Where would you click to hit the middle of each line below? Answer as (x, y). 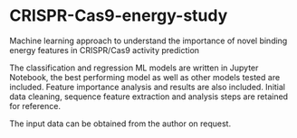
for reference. (35, 106)
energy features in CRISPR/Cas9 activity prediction (105, 50)
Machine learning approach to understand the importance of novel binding (148, 41)
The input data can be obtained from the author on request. (120, 124)
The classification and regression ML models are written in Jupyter (134, 68)
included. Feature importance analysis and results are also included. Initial (147, 87)
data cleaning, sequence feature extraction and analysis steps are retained (148, 97)
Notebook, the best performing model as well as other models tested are (145, 77)
